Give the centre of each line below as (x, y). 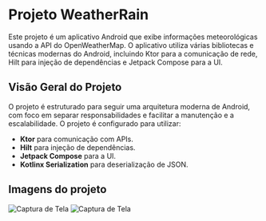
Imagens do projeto (58, 189)
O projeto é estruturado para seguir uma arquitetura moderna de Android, (129, 106)
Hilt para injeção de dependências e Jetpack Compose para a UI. (116, 62)
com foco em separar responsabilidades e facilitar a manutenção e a (121, 115)
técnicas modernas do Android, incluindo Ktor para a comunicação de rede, (133, 53)
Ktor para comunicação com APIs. (77, 139)
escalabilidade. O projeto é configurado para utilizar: (95, 123)
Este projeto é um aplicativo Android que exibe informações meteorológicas (133, 37)
